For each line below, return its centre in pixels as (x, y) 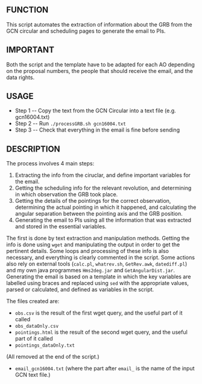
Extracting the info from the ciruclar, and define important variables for (103, 175)
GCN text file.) (33, 375)
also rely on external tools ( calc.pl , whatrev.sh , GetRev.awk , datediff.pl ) (97, 264)
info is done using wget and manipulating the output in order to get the (93, 245)
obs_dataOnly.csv (37, 326)
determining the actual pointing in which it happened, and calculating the (106, 207)
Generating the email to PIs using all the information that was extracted (103, 220)
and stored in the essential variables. (61, 226)
